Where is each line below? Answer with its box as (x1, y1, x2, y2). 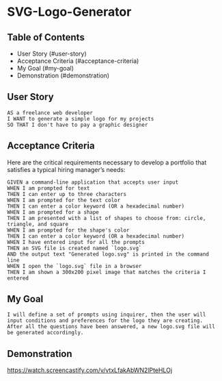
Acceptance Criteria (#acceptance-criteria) (16, 57, 139, 65)
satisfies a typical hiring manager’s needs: (7, 165, 126, 173)
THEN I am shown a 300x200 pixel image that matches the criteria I (7, 269, 206, 275)
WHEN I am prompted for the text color (7, 197, 121, 204)
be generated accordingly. (7, 330, 84, 336)
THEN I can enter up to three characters (7, 190, 127, 197)
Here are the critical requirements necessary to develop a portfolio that (7, 158, 207, 167)
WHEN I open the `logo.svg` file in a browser (7, 262, 142, 269)
